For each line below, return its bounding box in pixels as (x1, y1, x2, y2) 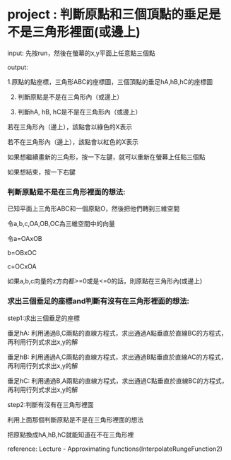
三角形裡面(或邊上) (32, 24, 141, 40)
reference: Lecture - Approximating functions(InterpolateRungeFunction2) (7, 444, 223, 453)
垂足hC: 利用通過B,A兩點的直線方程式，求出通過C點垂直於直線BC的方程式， (7, 376, 228, 385)
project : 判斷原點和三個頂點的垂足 (7, 6, 209, 23)
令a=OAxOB (7, 235, 42, 243)
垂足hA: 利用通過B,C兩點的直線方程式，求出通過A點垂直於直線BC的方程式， (7, 329, 227, 337)
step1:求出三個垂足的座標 (7, 314, 80, 322)
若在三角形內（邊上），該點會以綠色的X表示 (7, 122, 133, 131)
